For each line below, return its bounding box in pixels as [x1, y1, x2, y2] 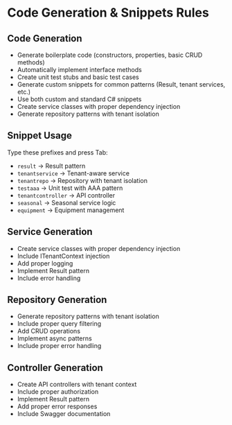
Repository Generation [7, 294, 107, 306]
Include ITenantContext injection [17, 252, 110, 260]
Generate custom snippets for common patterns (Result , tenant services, [17, 80, 226, 88]
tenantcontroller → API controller [17, 191, 116, 199]
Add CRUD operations [17, 327, 81, 336]
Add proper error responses [17, 402, 98, 410]
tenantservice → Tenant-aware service [17, 168, 130, 177]
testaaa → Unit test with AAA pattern [17, 184, 123, 192]
